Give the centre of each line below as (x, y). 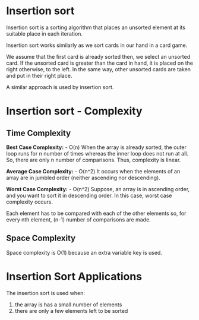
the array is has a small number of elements (68, 305)
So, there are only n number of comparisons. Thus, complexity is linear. (94, 160)
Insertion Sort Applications (74, 276)
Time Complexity (39, 133)
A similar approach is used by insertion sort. (60, 87)
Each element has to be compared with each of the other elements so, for (96, 213)
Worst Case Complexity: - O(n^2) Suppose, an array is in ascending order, (98, 189)
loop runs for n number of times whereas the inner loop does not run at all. (97, 153)
